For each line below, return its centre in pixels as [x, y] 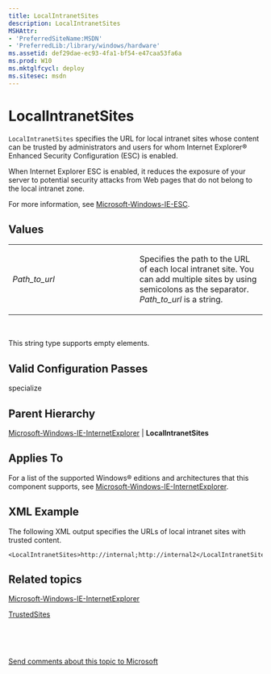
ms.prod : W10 [30, 61]
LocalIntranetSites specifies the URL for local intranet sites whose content [134, 138]
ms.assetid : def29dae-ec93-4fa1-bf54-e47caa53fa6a [95, 53]
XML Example [44, 512]
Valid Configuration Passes [78, 369]
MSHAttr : [23, 31]
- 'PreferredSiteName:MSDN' [56, 38]
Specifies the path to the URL [195, 259]
